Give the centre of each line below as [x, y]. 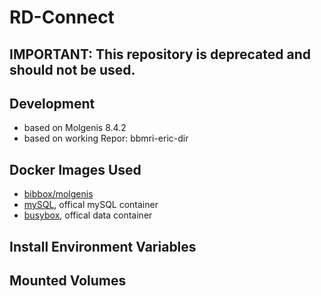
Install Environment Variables [103, 246]
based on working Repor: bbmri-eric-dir [106, 138]
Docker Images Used [75, 169]
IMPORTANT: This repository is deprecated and [160, 54]
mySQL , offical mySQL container [91, 205]
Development [52, 103]
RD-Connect [62, 17]
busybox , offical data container [88, 215]
